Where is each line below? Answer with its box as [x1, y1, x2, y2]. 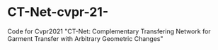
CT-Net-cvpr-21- [7, 4, 109, 20]
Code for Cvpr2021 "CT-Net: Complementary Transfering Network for [7, 27, 211, 35]
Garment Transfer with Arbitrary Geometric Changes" [7, 34, 163, 42]
